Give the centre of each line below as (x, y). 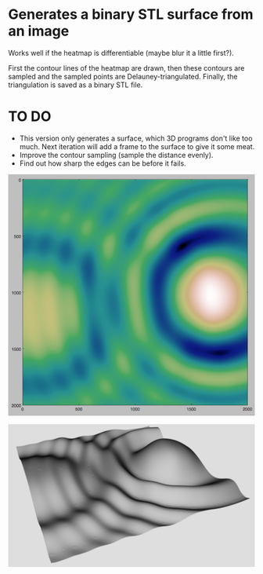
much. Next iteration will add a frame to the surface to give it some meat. (137, 146)
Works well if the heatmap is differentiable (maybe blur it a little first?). (121, 53)
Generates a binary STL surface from (131, 15)
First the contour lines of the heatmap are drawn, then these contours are (126, 68)
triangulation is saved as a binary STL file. (76, 85)
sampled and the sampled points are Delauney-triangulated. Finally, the (123, 76)
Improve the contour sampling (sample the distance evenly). (116, 155)
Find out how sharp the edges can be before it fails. (103, 163)
